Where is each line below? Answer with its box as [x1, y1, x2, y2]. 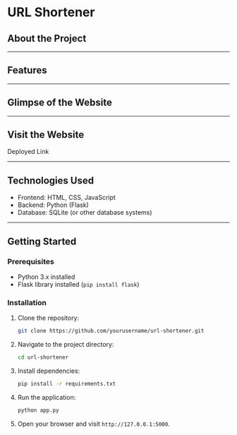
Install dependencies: [17, 367, 80, 375]
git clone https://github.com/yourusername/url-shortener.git [17, 328, 205, 335]
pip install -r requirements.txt [17, 380, 116, 387]
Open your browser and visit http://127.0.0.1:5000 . [17, 419, 171, 428]
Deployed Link [7, 148, 49, 156]
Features [7, 64, 47, 76]
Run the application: [17, 393, 76, 401]
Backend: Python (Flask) [17, 201, 90, 209]
